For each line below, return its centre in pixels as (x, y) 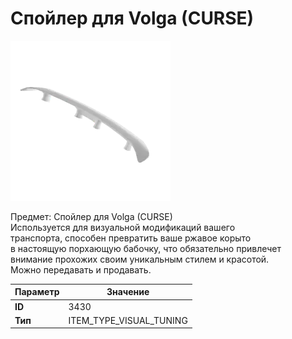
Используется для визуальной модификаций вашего (123, 227)
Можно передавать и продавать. (81, 269)
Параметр (37, 292)
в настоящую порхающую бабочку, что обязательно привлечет (146, 248)
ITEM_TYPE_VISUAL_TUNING (128, 320)
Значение (128, 292)
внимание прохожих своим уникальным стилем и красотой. (140, 259)
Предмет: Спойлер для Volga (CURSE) (91, 216)
